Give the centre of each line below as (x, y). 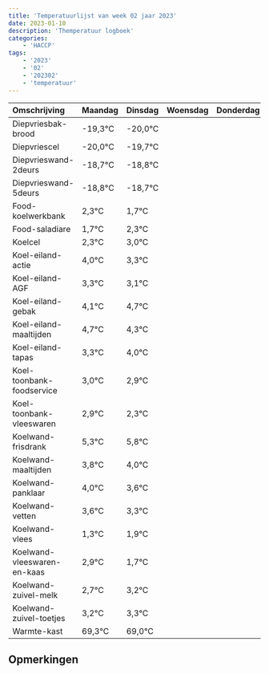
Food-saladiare (42, 229)
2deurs (26, 169)
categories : (28, 38)
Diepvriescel (36, 147)
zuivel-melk (35, 595)
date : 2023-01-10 (37, 23)
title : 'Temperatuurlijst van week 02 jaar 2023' (93, 16)
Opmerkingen (43, 659)
